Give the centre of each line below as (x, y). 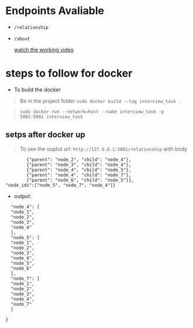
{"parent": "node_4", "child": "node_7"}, (79, 175)
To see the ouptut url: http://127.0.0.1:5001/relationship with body (104, 149)
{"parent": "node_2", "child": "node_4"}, (79, 159)
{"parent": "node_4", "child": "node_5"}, (79, 170)
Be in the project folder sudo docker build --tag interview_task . (101, 101)
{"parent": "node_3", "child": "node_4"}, (79, 165)
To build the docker (37, 90)
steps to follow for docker (69, 74)
